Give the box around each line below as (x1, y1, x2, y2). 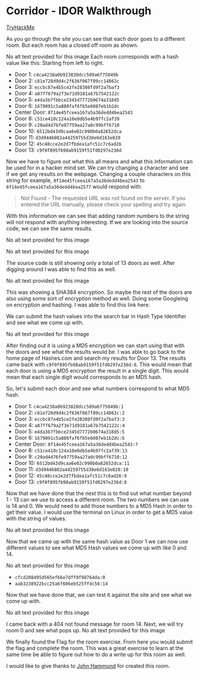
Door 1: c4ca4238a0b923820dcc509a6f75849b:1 (14, 402, 124, 410)
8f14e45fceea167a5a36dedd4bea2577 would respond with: (6, 183, 142, 190)
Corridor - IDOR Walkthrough (6, 4, 152, 18)
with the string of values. (6, 514, 67, 522)
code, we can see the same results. (6, 225, 93, 232)
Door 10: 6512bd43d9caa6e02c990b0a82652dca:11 (14, 459, 130, 466)
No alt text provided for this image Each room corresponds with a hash (6, 53, 179, 60)
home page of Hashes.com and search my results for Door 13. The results (6, 354, 187, 362)
